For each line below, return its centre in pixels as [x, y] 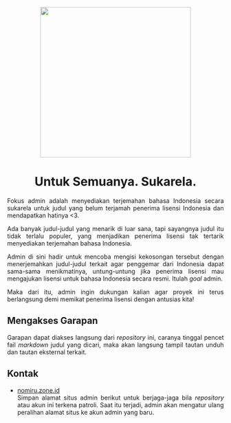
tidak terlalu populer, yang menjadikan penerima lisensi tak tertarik [115, 236]
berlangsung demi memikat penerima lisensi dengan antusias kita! [101, 299]
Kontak [23, 374]
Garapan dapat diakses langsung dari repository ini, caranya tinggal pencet [115, 337]
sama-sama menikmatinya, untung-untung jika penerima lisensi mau [115, 271]
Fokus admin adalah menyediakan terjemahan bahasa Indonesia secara [115, 200]
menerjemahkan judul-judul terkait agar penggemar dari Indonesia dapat [115, 263]
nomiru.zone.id [38, 390]
